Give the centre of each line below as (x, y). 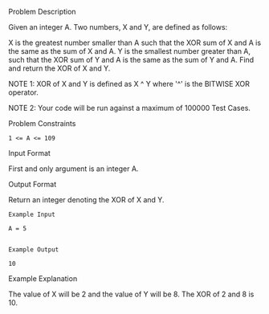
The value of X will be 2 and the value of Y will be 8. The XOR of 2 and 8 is (131, 294)
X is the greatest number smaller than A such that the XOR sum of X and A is (135, 43)
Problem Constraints (42, 123)
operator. (23, 92)
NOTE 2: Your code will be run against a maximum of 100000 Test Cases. (130, 108)
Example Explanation (43, 279)
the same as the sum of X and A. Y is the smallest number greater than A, (130, 51)
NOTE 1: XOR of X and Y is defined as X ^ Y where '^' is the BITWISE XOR (129, 84)
